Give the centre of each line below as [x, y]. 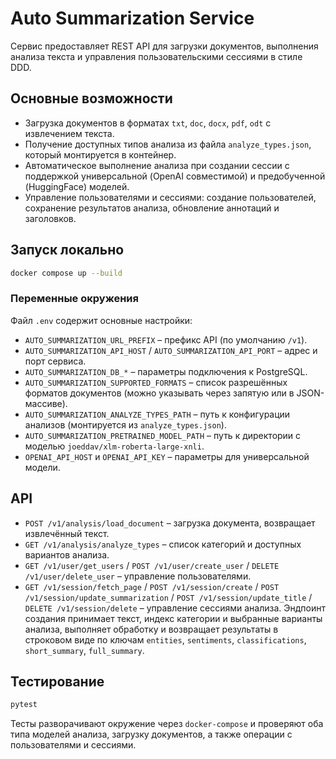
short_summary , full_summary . [84, 650]
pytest [24, 705]
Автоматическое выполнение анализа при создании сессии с [157, 165]
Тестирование [57, 681]
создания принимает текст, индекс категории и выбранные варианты [173, 618]
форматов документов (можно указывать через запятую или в [159, 393]
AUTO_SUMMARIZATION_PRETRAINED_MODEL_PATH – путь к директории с [163, 435]
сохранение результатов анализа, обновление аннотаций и [152, 208]
